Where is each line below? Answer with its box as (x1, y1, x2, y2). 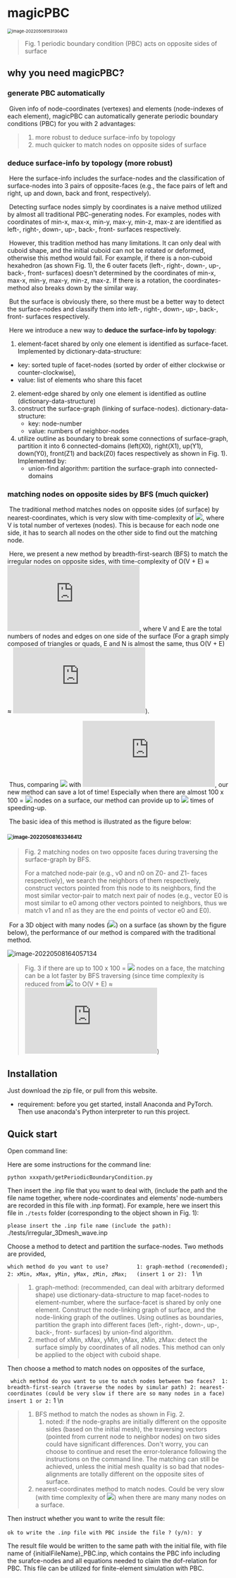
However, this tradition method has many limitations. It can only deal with (8, 238, 221, 247)
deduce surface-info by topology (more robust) (7, 158, 173, 168)
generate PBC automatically (7, 88, 106, 98)
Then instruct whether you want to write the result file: (7, 1515, 166, 1523)
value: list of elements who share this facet (17, 375, 142, 384)
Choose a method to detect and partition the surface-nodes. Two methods (7, 1242, 224, 1251)
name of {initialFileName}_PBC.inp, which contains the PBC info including (7, 1549, 221, 1558)
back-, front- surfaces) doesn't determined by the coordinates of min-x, (7, 268, 216, 277)
